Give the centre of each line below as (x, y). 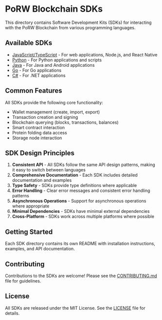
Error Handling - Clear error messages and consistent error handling (81, 190)
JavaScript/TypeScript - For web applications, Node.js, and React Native (85, 55)
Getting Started (29, 232)
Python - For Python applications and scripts (57, 60)
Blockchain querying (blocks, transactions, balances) (65, 122)
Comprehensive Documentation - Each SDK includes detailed (75, 175)
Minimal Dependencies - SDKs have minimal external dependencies (81, 211)
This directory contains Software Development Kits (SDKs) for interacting (78, 22)
